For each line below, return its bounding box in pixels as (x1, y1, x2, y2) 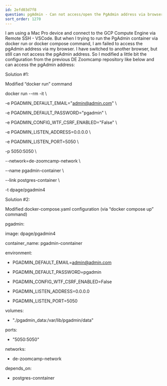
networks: (5, 346, 26, 352)
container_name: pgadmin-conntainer (5, 240, 83, 246)
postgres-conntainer (12, 375, 55, 381)
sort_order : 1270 (5, 16, 41, 21)
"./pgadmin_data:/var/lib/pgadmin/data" (12, 317, 94, 323)
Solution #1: (5, 72, 29, 77)
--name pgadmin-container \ (5, 167, 64, 174)
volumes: (5, 308, 24, 313)
